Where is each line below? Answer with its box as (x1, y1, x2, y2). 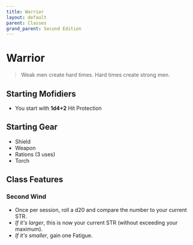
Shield (14, 138, 31, 145)
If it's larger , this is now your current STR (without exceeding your (14, 219, 178, 226)
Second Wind (6, 193, 47, 201)
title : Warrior (6, 8, 44, 15)
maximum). (14, 225, 43, 232)
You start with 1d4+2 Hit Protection (14, 104, 102, 112)
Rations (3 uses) (14, 151, 56, 158)
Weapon (14, 144, 36, 151)
